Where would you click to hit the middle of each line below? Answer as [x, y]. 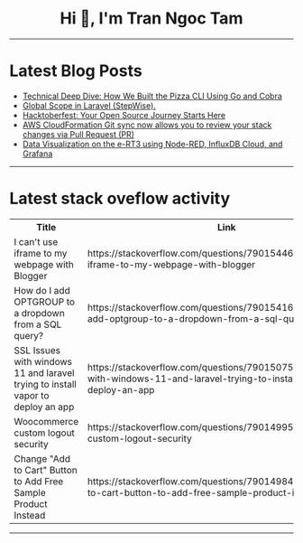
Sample [30, 492]
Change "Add [42, 458]
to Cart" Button [46, 470]
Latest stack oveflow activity [120, 199]
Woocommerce [46, 421]
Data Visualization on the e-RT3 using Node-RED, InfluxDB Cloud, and [152, 144]
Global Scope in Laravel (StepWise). [89, 105]
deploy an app [44, 407]
